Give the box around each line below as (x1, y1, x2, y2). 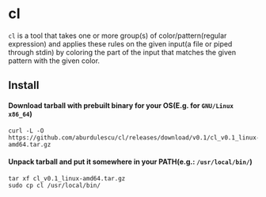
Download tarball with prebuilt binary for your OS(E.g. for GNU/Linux (8, 100, 234, 110)
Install (8, 79, 40, 92)
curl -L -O (8, 127, 44, 135)
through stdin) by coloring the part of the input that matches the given (8, 47, 236, 57)
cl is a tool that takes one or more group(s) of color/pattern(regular (8, 31, 227, 40)
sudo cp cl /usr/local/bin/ (8, 181, 101, 189)
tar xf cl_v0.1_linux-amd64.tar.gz (8, 174, 126, 182)
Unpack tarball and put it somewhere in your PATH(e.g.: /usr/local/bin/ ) (8, 157, 253, 166)
